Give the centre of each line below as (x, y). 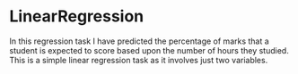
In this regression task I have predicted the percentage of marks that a (139, 41)
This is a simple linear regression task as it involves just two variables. (139, 60)
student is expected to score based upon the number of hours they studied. (149, 50)
